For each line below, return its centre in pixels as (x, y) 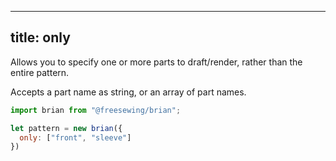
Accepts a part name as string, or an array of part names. (128, 92)
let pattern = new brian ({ (66, 128)
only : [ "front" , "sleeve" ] (75, 137)
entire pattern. (40, 72)
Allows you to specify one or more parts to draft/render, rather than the (156, 62)
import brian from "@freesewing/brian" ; (96, 110)
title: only (40, 37)
